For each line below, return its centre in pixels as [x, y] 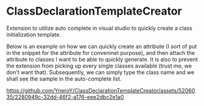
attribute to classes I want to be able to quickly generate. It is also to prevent [102, 59]
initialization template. [34, 34]
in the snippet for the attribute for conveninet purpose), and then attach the [101, 52]
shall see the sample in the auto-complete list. [64, 79]
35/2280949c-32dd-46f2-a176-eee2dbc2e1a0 [65, 97]
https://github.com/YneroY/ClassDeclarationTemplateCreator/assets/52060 [101, 90]
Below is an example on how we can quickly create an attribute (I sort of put [102, 46]
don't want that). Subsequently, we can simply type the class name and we [100, 72]
